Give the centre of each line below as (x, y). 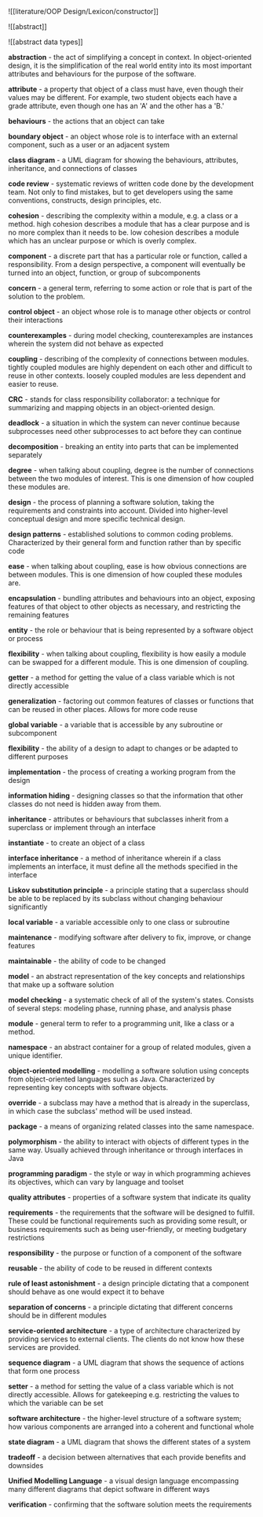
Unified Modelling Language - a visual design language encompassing (124, 1481)
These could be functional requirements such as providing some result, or (128, 1221)
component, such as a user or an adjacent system (89, 145)
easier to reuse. (33, 384)
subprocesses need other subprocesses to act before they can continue (125, 431)
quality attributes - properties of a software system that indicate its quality (130, 1197)
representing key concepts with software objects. (88, 1087)
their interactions (36, 320)
